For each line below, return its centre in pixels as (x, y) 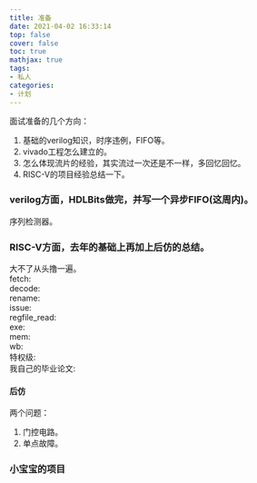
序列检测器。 (33, 221)
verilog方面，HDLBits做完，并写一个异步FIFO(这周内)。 (132, 200)
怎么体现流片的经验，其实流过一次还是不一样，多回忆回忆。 (134, 163)
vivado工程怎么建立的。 (67, 152)
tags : (20, 69)
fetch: (20, 279)
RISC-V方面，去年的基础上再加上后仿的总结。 (109, 247)
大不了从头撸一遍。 (45, 269)
